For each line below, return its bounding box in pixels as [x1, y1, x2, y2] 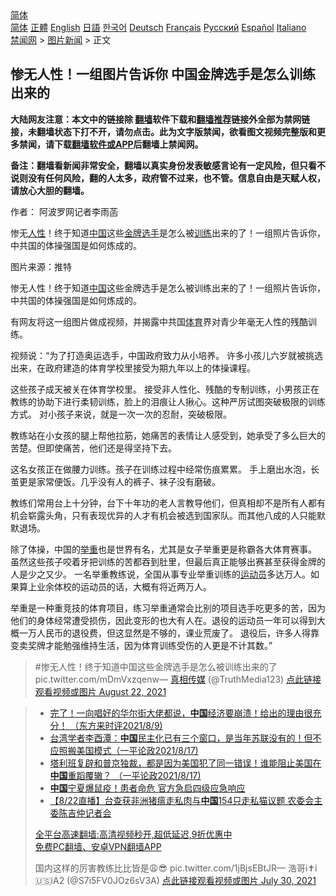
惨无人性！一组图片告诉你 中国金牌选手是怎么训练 [10, 66, 316, 83]
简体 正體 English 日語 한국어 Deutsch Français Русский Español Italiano [10, 22, 307, 33]
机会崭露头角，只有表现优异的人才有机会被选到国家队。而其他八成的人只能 [10, 509, 317, 521]
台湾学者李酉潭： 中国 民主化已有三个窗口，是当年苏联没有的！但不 [49, 732, 322, 744]
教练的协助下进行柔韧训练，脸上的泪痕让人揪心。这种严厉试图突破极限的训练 [10, 395, 326, 407]
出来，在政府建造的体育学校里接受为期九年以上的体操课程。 [10, 362, 256, 374]
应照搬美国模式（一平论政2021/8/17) [49, 744, 199, 756]
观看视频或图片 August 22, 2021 [34, 685, 167, 697]
